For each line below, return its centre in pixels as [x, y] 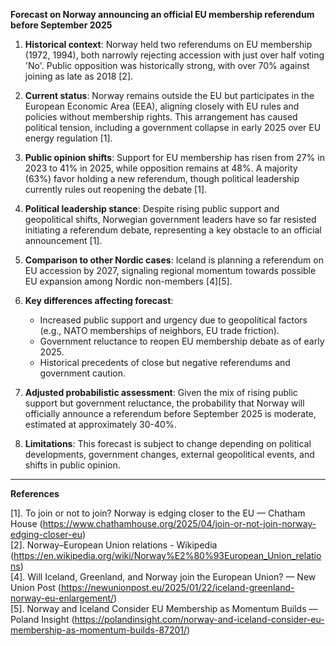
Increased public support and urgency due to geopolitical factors [173, 320]
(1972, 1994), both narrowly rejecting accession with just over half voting [174, 55]
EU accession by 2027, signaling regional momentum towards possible [170, 270]
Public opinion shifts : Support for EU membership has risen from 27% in [174, 157]
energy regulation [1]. [68, 138]
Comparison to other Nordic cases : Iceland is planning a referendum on [174, 260]
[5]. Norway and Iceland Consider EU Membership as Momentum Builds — [164, 608]
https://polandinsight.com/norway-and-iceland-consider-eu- [199, 619]
